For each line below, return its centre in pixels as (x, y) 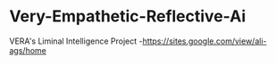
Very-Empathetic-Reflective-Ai (128, 16)
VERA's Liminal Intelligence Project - (76, 41)
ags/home (28, 50)
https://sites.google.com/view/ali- (205, 41)
